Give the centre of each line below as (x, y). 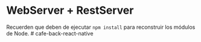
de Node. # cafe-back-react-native (50, 33)
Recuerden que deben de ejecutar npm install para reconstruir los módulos (101, 27)
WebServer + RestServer (70, 10)
